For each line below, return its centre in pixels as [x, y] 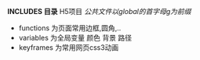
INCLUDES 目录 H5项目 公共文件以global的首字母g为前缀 [99, 11]
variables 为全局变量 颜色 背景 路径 [75, 38]
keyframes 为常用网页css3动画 [69, 48]
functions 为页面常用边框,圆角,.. [70, 28]
